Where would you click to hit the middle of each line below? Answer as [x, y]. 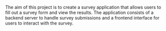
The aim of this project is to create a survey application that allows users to [83, 7]
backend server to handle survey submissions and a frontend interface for [82, 18]
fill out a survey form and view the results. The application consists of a [79, 12]
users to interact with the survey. [39, 23]
